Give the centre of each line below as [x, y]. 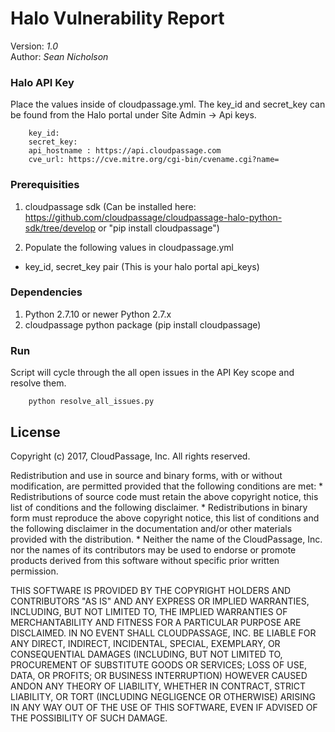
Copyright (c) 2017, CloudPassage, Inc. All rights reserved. [130, 456]
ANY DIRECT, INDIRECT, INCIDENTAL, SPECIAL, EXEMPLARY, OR [145, 643]
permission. [34, 571]
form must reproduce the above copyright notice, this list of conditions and [165, 518]
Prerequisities [45, 185]
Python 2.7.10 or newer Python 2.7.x [98, 314]
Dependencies [46, 292]
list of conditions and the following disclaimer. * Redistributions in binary [159, 507]
